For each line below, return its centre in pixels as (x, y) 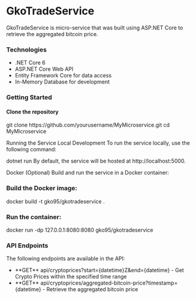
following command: (31, 149)
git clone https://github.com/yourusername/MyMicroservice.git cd (88, 125)
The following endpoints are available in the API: (66, 259)
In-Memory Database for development (62, 82)
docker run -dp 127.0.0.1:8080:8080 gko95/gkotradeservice (80, 230)
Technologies (26, 49)
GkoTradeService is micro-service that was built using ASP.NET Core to (95, 28)
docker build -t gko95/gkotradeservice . (55, 201)
